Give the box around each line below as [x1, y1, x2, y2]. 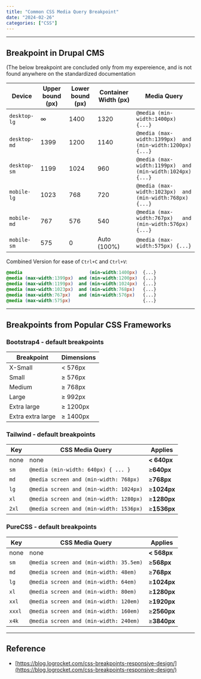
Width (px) [98, 96, 130, 104]
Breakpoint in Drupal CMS [6, 47, 105, 58]
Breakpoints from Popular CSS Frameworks [6, 320, 172, 330]
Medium [9, 383, 32, 391]
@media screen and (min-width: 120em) [29, 598, 140, 604]
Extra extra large [9, 412, 56, 421]
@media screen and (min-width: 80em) [29, 588, 137, 595]
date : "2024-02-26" [6, 14, 55, 20]
